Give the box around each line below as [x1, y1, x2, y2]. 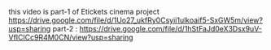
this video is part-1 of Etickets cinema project [8, 7, 160, 16]
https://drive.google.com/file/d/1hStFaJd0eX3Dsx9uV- [79, 24, 263, 33]
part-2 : [52, 24, 78, 33]
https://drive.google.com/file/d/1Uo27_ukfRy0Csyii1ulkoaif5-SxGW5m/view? [8, 15, 263, 25]
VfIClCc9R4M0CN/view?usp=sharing [8, 32, 133, 42]
